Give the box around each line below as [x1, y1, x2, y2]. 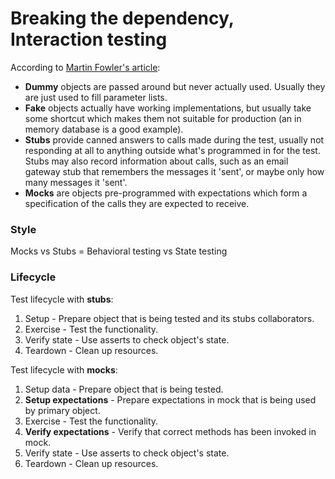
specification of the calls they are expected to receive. [24, 197, 250, 209]
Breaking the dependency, [10, 7, 235, 30]
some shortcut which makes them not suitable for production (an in [24, 112, 302, 124]
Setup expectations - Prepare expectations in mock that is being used [24, 393, 317, 406]
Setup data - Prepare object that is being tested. [24, 383, 224, 395]
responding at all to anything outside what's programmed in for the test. [24, 144, 321, 156]
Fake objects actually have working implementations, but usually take [24, 102, 312, 114]
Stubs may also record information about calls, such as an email [24, 155, 289, 167]
